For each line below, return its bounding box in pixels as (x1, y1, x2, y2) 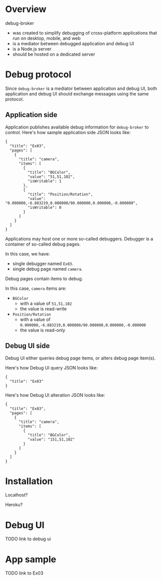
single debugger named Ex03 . (12, 260, 74, 267)
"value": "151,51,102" (27, 437, 75, 442)
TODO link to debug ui (5, 536, 51, 542)
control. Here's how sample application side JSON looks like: (5, 129, 131, 135)
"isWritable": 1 (27, 178, 62, 184)
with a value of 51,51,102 (20, 300, 72, 306)
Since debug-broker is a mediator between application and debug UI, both (5, 85, 157, 91)
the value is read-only (20, 327, 65, 333)
